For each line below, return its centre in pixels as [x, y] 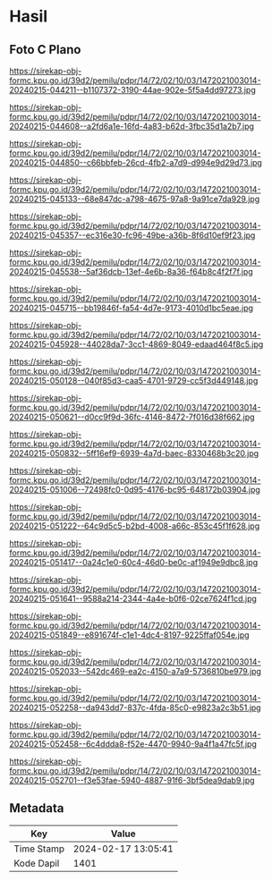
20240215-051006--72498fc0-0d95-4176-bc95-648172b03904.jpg [135, 490]
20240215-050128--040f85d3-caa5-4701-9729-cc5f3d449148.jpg [134, 381]
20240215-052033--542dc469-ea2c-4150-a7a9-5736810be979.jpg [136, 671]
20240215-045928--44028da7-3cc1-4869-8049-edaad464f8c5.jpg [136, 344]
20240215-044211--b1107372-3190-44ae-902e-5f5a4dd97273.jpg [133, 90]
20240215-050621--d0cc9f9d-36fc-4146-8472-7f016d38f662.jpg [132, 417]
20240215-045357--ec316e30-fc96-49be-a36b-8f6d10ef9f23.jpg [132, 235]
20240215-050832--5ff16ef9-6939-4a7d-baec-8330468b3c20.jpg [134, 453]
